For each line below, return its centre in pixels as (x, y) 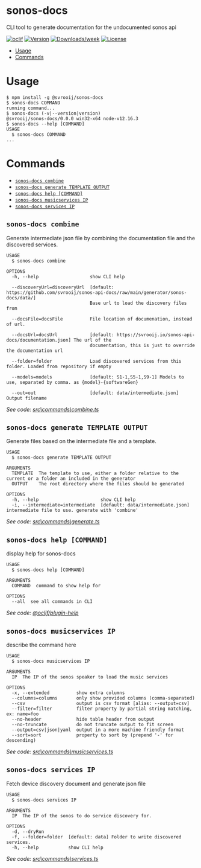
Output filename (26, 398)
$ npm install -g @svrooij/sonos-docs (55, 97)
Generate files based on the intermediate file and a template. (81, 441)
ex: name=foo (23, 714)
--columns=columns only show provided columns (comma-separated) (104, 698)
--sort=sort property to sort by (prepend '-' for (92, 735)
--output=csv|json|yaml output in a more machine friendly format (98, 730)
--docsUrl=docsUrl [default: (63, 335)
